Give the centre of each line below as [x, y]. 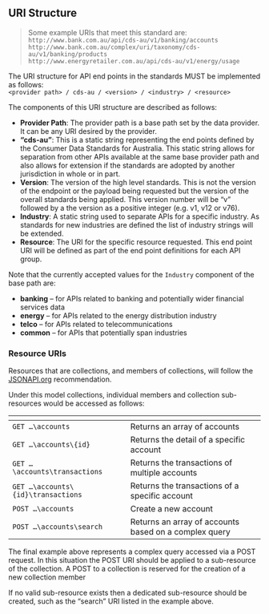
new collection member [47, 577]
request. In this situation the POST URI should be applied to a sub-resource [132, 560]
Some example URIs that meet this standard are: [107, 32]
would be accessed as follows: [94, 403]
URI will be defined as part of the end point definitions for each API [130, 250]
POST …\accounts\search [58, 527]
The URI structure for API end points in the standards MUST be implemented [134, 76]
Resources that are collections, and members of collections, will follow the [131, 371]
